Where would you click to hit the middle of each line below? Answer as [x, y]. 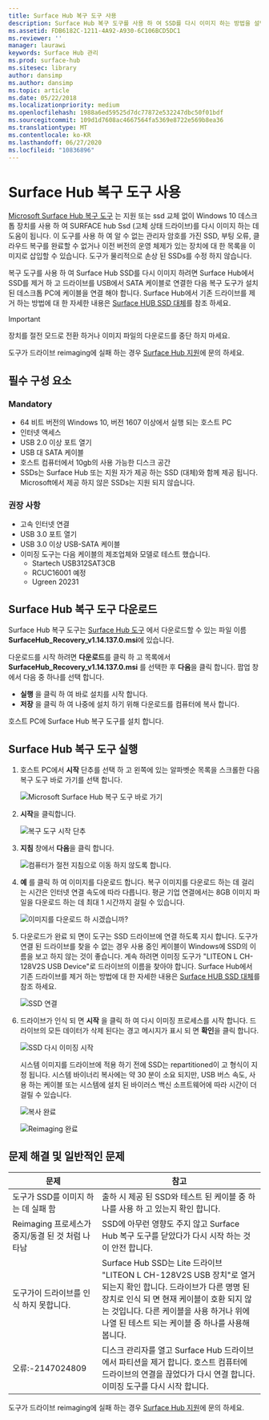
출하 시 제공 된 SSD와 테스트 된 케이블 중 [174, 1196]
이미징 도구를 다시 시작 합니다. [155, 1386]
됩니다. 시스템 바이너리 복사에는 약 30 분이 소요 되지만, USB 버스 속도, [138, 1074]
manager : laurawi [37, 46]
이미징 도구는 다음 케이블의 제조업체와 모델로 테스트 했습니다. [115, 554]
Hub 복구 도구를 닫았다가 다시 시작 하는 [172, 1235]
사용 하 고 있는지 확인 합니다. [170, 1208]
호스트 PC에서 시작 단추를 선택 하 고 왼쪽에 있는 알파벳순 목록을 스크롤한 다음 [140, 769]
